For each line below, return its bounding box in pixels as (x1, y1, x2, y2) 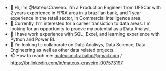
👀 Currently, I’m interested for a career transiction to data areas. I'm (10, 20, 151, 26)
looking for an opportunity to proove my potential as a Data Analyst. (10, 26, 151, 32)
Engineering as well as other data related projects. (10, 47, 115, 53)
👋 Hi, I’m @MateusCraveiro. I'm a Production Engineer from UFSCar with (10, 5, 161, 10)
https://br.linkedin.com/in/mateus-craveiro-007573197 (10, 60, 123, 66)
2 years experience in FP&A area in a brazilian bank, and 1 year (10, 10, 141, 16)
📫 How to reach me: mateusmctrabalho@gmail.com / (10, 53, 122, 58)
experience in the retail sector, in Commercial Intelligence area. (10, 15, 142, 21)
